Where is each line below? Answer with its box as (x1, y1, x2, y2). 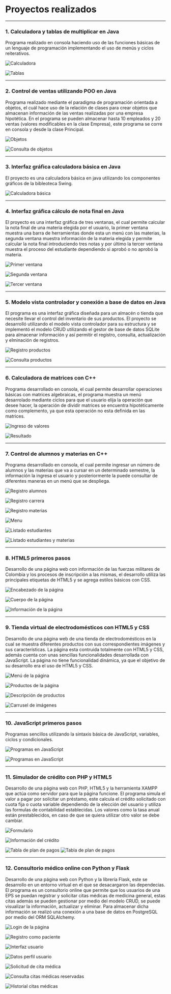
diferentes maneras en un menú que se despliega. (5, 478, 110, 484)
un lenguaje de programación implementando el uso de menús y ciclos (5, 45, 154, 51)
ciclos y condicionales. (5, 736, 53, 742)
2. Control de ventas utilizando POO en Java (5, 87, 117, 95)
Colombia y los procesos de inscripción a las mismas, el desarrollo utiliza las (5, 571, 166, 578)
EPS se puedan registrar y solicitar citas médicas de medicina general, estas (5, 892, 165, 898)
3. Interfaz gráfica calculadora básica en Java (5, 163, 121, 170)
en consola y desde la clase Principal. (5, 126, 84, 132)
